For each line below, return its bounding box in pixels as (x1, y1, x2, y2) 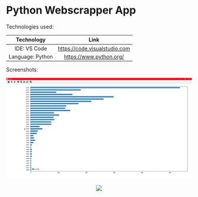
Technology (15, 36, 46, 43)
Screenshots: (6, 66, 38, 73)
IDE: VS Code (14, 45, 47, 52)
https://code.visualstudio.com (58, 45, 130, 52)
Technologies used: (6, 23, 54, 30)
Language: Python (8, 53, 53, 60)
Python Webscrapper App (6, 4, 137, 17)
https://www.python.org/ (64, 53, 124, 60)
